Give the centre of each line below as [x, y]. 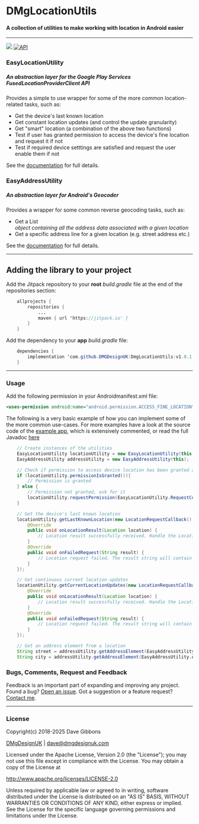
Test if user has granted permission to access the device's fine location [102, 135]
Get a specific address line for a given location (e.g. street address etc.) [102, 234]
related [15, 105]
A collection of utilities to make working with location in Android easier [95, 27]
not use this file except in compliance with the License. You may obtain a [95, 761]
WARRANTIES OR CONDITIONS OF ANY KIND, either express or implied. [94, 803]
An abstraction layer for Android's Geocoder [62, 195]
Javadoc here [23, 438]
